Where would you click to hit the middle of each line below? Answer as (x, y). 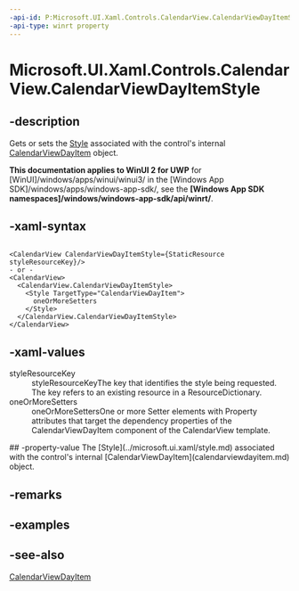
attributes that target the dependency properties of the (132, 421)
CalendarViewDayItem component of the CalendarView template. (151, 431)
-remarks (36, 494)
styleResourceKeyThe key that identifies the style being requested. (154, 383)
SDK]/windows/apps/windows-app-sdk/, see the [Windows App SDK (137, 189)
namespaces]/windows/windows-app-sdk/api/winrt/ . (111, 198)
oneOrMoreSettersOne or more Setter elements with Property (145, 412)
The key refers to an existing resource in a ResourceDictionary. (147, 392)
